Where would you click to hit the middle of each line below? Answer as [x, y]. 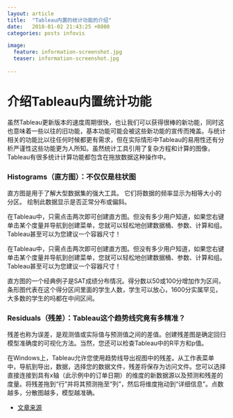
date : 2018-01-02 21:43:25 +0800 [59, 26]
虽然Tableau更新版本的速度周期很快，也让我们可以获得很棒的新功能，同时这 [116, 122]
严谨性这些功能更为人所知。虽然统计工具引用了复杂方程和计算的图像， [113, 148]
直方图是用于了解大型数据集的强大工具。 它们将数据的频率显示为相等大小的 [114, 193]
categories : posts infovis [46, 33]
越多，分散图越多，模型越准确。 [53, 393]
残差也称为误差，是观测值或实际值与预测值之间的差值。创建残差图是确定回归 [116, 335]
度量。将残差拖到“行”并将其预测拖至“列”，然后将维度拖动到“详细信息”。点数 [115, 384]
